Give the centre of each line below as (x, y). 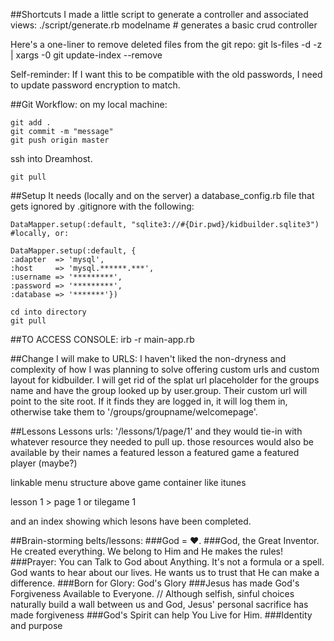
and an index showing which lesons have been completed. (131, 521)
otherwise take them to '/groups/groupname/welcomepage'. (134, 412)
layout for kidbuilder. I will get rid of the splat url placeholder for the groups (165, 380)
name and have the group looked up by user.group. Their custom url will (159, 390)
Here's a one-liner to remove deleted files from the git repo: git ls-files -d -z (166, 44)
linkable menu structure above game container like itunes (128, 482)
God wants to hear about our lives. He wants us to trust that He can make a (165, 572)
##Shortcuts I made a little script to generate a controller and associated (159, 14)
